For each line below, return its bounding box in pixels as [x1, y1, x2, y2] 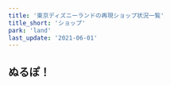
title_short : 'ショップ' [8, 19, 86, 27]
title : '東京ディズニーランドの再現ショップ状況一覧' [8, 11, 165, 20]
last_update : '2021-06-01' [8, 33, 98, 42]
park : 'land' [8, 26, 52, 34]
